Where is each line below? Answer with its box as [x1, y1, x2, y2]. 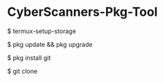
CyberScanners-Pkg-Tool [7, 4, 158, 20]
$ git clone [7, 67, 38, 75]
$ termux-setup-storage [7, 27, 76, 35]
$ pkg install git [7, 53, 51, 62]
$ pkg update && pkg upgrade [7, 40, 93, 48]
